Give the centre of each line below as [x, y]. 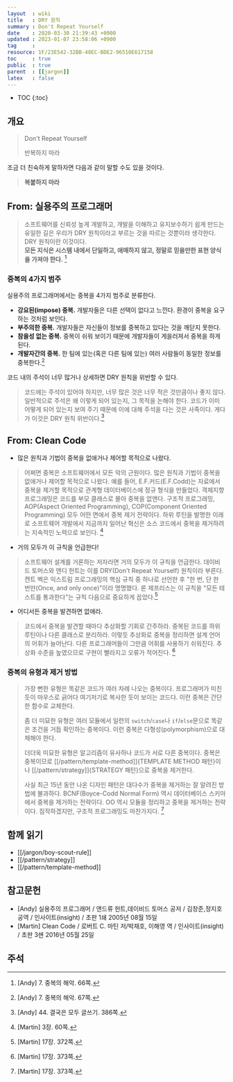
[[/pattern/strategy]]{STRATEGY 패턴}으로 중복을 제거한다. [113, 770]
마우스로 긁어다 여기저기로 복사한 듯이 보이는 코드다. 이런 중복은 [123, 697]
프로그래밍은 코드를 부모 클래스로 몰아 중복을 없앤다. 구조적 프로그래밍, [119, 499]
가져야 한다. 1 [49, 259]
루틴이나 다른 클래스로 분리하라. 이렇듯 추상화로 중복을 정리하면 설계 [116, 635]
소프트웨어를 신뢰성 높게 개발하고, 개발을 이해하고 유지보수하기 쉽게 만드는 [124, 224]
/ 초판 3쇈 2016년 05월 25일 [56, 934]
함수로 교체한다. [53, 706]
